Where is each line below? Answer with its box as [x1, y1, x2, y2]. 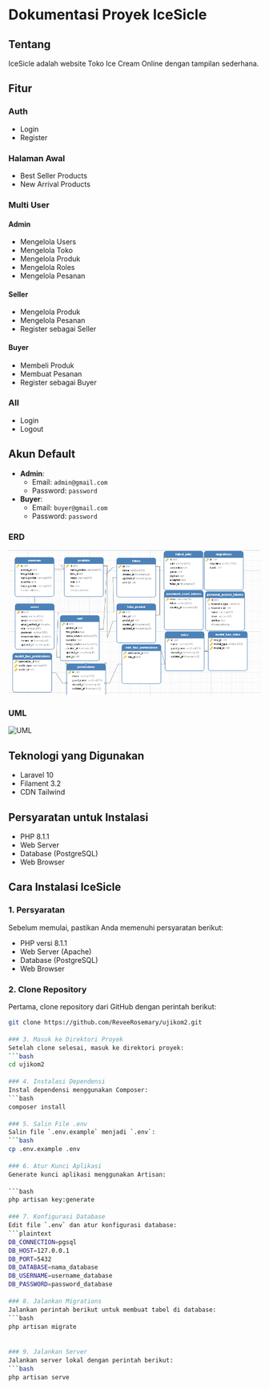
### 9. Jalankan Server [8, 1348, 88, 1356]
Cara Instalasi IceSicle [8, 880, 122, 894]
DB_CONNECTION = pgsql [8, 1238, 78, 1246]
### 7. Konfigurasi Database [8, 1213, 106, 1221]
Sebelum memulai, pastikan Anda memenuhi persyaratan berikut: [8, 923, 224, 932]
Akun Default [8, 447, 76, 461]
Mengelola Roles [19, 263, 75, 272]
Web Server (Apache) [19, 947, 92, 956]
